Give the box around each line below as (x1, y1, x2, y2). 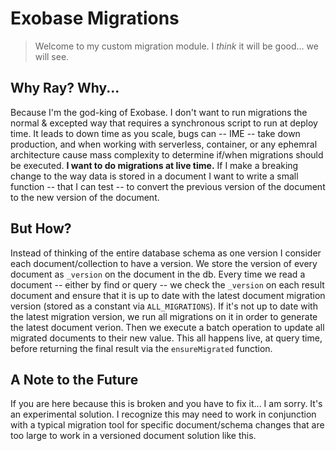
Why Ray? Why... (10, 80, 120, 97)
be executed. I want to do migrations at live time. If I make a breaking (10, 159, 299, 171)
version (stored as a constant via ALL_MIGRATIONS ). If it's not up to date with (10, 300, 318, 312)
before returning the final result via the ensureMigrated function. (10, 342, 273, 354)
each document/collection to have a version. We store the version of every (10, 257, 318, 269)
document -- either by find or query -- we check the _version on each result (10, 278, 325, 291)
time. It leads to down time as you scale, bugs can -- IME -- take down (10, 127, 301, 139)
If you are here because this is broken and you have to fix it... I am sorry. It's (10, 398, 323, 410)
